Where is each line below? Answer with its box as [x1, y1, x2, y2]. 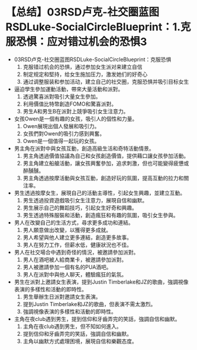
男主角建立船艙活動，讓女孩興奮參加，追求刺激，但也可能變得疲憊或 [22, 160, 189, 167]
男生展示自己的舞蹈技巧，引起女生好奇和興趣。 [22, 204, 137, 211]
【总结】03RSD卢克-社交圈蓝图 [5, 5, 159, 19]
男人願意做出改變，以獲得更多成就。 [22, 226, 112, 233]
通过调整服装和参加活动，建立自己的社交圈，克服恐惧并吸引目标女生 [22, 78, 189, 85]
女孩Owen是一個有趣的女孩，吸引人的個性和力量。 [14, 115, 138, 122]
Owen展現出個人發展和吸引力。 [22, 122, 100, 129]
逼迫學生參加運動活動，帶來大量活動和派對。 [14, 85, 124, 93]
